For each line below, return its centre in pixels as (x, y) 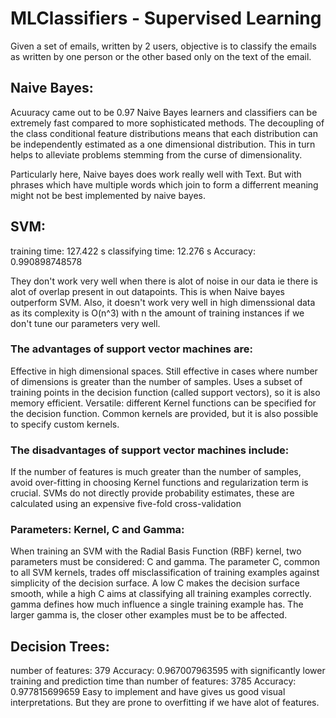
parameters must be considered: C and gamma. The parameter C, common (165, 562)
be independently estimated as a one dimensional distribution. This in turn (163, 144)
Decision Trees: (60, 646)
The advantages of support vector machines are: (131, 349)
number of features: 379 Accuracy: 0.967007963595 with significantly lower (168, 671)
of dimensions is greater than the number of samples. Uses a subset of (156, 381)
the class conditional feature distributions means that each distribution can (164, 133)
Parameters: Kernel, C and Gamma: (97, 530)
